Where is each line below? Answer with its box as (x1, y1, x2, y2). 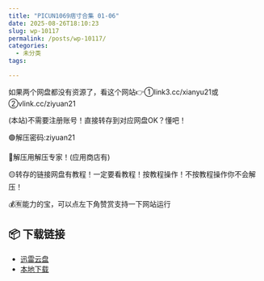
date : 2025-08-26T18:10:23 (8, 19, 99, 27)
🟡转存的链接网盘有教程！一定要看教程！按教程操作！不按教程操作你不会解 (8, 169, 256, 178)
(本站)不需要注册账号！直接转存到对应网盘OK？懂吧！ (8, 115, 187, 125)
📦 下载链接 (8, 228, 66, 241)
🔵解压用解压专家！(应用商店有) (8, 152, 111, 161)
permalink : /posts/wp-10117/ (8, 34, 107, 43)
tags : (8, 57, 27, 65)
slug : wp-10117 (8, 27, 60, 35)
